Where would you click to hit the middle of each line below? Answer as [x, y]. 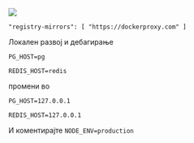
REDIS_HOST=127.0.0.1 [45, 115]
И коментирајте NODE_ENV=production [71, 130]
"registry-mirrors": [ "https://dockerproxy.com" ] [97, 27]
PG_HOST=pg [27, 57]
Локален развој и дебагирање [61, 42]
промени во [29, 86]
